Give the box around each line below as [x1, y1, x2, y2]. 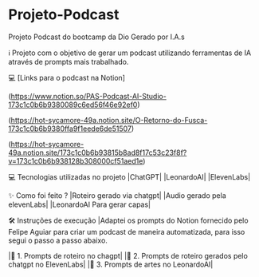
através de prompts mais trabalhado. [8, 57, 129, 66]
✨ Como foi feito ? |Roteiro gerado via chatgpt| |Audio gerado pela [8, 190, 226, 200]
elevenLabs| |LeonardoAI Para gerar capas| [8, 200, 151, 209]
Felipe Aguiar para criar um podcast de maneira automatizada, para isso [8, 227, 245, 236]
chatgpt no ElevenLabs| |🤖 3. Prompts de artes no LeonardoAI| [8, 259, 214, 269]
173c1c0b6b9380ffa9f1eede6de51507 [8, 124, 132, 133]
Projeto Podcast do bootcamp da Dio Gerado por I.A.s [8, 32, 185, 42]
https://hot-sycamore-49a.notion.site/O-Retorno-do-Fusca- [10, 115, 208, 125]
